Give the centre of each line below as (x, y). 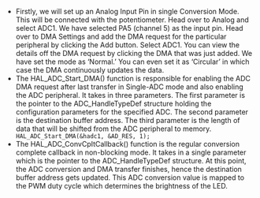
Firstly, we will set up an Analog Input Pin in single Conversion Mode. (127, 11)
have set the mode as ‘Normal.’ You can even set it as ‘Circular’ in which (132, 62)
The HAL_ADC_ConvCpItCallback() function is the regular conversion (128, 144)
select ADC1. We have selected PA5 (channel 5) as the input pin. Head (129, 28)
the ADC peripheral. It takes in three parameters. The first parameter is (130, 95)
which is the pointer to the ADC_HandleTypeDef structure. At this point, (131, 161)
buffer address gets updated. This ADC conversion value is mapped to (130, 177)
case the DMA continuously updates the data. (90, 70)
